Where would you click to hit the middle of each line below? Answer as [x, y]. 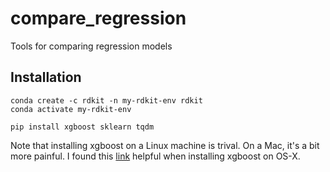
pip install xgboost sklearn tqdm [82, 127]
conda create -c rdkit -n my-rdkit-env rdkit [106, 100]
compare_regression [98, 18]
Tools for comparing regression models [91, 46]
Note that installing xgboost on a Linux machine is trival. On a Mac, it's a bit [165, 145]
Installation [46, 77]
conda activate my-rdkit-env [71, 109]
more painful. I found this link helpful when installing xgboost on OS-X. [155, 156]
